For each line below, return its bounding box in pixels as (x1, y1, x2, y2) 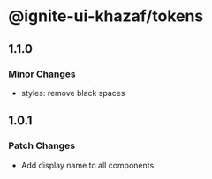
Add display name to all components (20, 160, 155, 170)
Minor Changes (8, 68, 76, 80)
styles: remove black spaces (20, 87, 125, 98)
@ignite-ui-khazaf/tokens (8, 6, 204, 26)
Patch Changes (8, 139, 76, 152)
